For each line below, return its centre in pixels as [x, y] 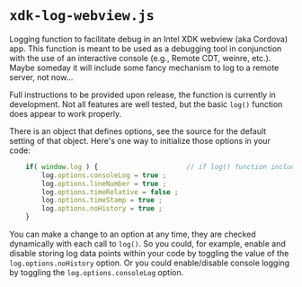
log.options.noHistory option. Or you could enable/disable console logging [150, 263]
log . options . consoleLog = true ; [104, 175]
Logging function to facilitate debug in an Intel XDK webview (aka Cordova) [149, 39]
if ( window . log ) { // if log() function [147, 166]
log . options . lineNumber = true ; [104, 184]
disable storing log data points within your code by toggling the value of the [149, 254]
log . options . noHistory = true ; [102, 209]
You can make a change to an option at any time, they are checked [133, 234]
